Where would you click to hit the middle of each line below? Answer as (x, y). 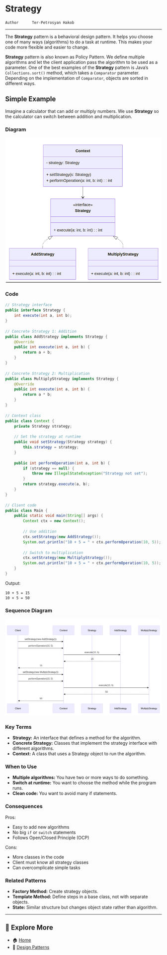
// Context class (23, 416)
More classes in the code (38, 857)
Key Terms (18, 727)
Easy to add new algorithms (41, 827)
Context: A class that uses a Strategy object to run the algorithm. (79, 754)
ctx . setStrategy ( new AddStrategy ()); (62, 537)
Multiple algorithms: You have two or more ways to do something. (81, 778)
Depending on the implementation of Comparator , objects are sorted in (77, 78)
